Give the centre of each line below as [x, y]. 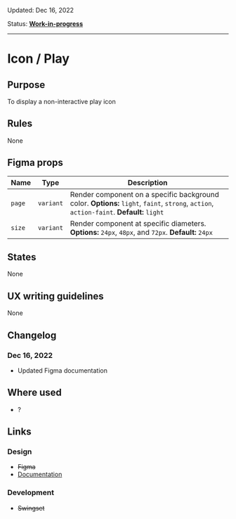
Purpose [26, 85]
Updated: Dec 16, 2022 [41, 10]
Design [20, 451]
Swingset [31, 508]
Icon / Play [39, 59]
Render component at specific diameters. [138, 223]
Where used [34, 393]
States [22, 257]
